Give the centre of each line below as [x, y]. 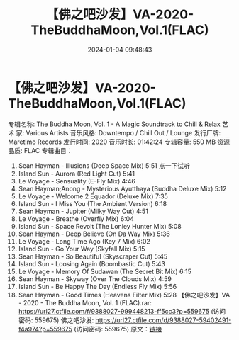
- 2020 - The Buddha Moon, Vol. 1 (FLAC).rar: [85, 302]
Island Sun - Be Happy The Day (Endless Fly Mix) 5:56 [98, 286]
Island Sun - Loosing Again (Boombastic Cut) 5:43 [92, 263]
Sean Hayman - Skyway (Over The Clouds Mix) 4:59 [95, 279]
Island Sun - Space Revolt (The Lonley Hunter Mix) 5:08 [100, 226]
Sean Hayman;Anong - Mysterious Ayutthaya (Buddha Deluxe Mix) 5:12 [122, 188]
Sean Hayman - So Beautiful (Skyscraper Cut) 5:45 [93, 256]
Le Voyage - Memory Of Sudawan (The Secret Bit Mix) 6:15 [105, 271]
